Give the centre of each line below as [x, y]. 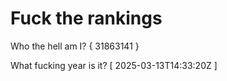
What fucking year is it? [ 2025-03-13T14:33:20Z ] [114, 65]
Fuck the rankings [86, 18]
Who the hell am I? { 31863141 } [75, 46]
